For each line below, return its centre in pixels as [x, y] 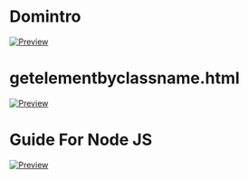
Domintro [45, 17]
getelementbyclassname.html [124, 78]
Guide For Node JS [81, 140]
